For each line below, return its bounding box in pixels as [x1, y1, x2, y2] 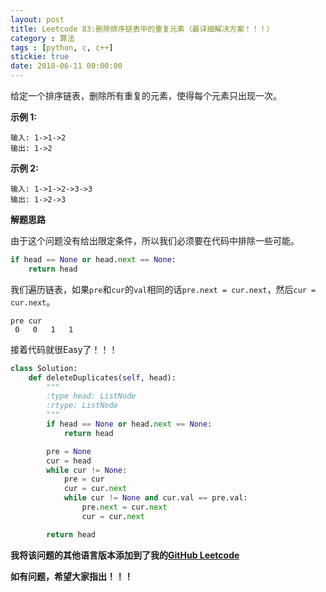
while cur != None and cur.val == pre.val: [63, 493, 248, 503]
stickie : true [10, 52, 70, 62]
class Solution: [10, 363, 78, 373]
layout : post [10, 14, 65, 25]
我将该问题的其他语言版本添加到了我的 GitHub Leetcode [10, 549, 240, 561]
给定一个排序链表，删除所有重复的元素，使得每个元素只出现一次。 [10, 90, 282, 101]
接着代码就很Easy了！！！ [10, 343, 118, 355]
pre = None [46, 446, 92, 456]
